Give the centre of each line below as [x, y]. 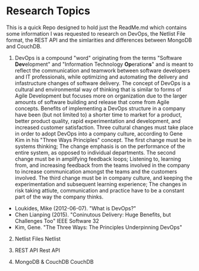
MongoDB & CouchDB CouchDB [54, 261]
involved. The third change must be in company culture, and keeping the [104, 178]
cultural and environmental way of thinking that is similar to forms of [98, 89]
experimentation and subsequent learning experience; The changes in [101, 184]
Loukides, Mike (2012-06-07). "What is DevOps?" [75, 208]
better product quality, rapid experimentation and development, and [98, 121]
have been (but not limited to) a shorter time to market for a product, [98, 115]
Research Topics [48, 11]
